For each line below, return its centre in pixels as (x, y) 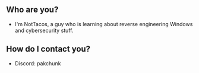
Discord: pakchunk (38, 63)
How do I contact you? (48, 49)
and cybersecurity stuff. (44, 30)
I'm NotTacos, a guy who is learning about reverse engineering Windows (104, 24)
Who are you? (32, 10)
